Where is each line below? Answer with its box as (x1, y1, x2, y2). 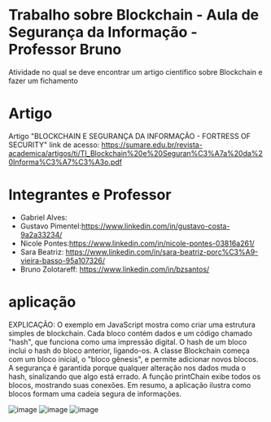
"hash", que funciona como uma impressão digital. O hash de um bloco (8, 337, 247, 346)
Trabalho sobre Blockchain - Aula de (8, 6, 259, 24)
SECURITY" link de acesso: (8, 140, 100, 150)
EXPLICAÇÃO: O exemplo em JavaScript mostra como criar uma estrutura (8, 320, 256, 329)
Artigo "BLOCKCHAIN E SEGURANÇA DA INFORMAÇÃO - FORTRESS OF (8, 131, 251, 141)
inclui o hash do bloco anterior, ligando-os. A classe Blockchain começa (8, 346, 250, 355)
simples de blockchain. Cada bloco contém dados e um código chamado (8, 328, 253, 338)
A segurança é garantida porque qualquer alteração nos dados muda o (8, 363, 247, 372)
